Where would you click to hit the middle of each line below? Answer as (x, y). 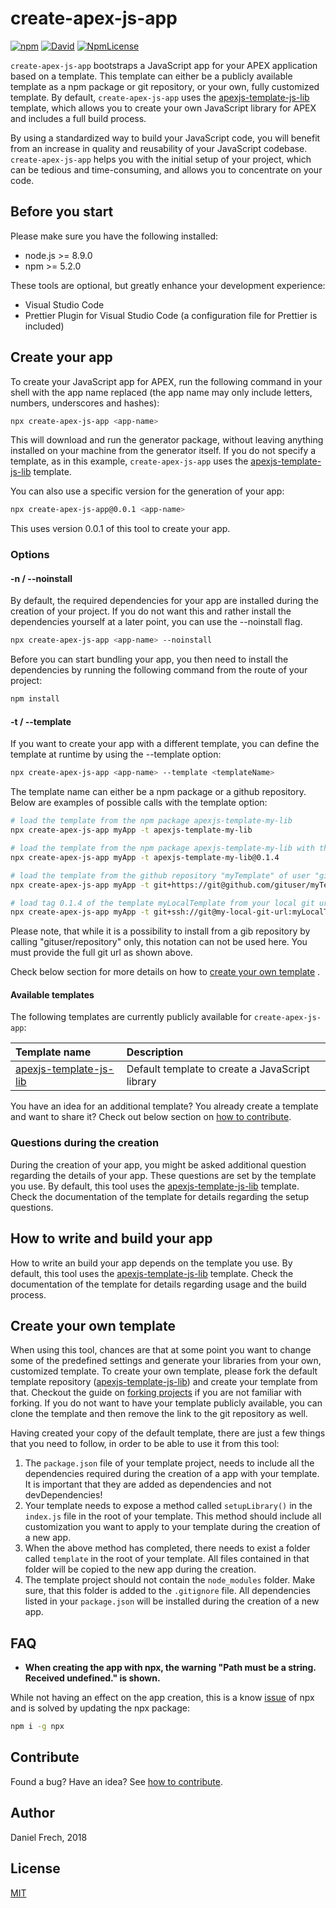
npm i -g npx (37, 1727)
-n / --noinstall (41, 578)
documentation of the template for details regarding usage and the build (158, 1284)
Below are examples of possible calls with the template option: (139, 803)
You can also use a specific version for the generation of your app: (147, 491)
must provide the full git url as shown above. (101, 953)
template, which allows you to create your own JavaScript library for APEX (163, 108)
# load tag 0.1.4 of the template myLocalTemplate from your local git (162, 903)
